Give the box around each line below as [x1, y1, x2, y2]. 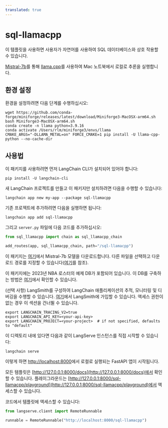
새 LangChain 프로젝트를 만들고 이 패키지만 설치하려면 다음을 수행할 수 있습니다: [5, 185, 162, 191]
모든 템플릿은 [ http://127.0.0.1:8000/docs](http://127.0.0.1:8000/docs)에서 [5, 369, 153, 375]
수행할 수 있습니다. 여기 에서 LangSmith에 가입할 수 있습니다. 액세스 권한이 [18, 293, 163, 300]
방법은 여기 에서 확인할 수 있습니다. [10, 276, 78, 282]
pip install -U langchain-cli [5, 176, 69, 181]
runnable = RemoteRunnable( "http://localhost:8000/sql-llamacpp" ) [5, 417, 147, 423]
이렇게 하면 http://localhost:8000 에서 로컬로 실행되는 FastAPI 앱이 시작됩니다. [5, 358, 159, 364]
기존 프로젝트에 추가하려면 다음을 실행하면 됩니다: [5, 205, 102, 211]
